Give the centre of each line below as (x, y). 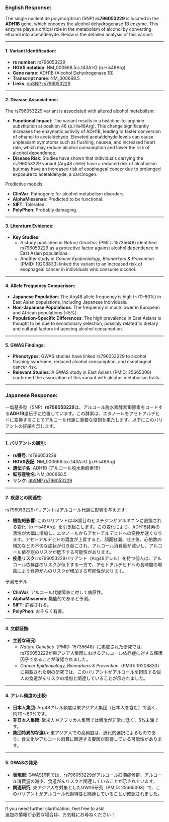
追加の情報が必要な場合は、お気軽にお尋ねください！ (60, 814)
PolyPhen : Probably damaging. (45, 210)
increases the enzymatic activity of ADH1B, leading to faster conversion (87, 131)
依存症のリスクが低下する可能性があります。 (68, 552)
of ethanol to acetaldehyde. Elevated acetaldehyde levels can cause (83, 136)
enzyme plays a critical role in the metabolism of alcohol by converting (78, 29)
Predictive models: (24, 184)
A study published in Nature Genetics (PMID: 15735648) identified (88, 242)
